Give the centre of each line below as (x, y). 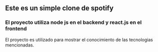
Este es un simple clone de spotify (59, 8)
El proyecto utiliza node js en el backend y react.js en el (74, 22)
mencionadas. (20, 45)
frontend (16, 28)
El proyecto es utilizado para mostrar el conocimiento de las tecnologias (79, 39)
